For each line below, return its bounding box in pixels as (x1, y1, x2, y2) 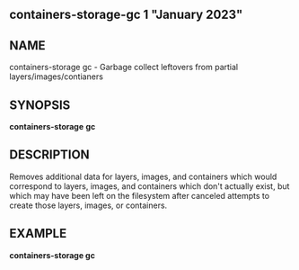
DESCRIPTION (9, 148, 90, 163)
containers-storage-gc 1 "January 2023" (9, 7, 243, 22)
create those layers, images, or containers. (9, 200, 168, 211)
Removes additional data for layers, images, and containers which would (9, 171, 277, 182)
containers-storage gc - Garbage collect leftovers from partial (9, 62, 239, 73)
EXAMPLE (9, 226, 67, 241)
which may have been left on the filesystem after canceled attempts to (9, 190, 270, 201)
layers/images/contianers (9, 71, 103, 82)
